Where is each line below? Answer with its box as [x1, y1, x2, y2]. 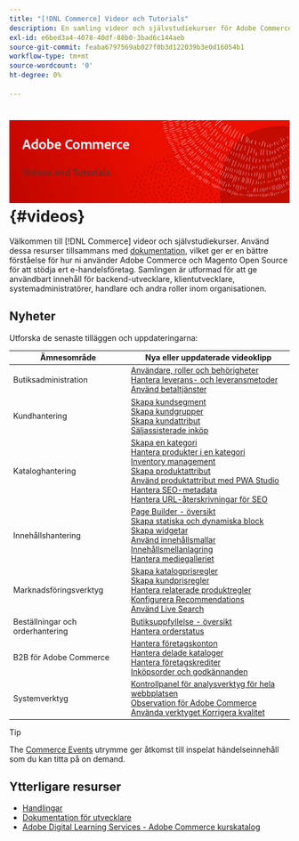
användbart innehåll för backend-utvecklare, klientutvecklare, [9, 273, 236, 284]
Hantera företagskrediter [130, 657, 222, 667]
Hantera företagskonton [130, 637, 218, 649]
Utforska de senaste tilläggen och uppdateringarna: [9, 332, 198, 343]
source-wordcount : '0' [9, 61, 93, 70]
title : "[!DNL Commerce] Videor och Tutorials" [9, 14, 190, 23]
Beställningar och [12, 616, 77, 627]
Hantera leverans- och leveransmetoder [130, 375, 279, 385]
